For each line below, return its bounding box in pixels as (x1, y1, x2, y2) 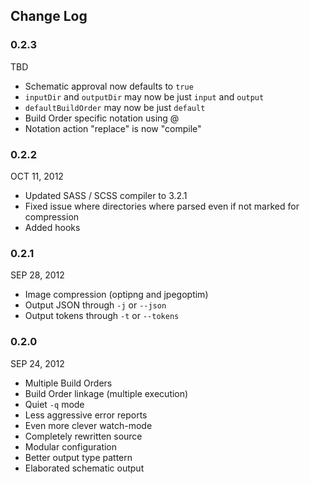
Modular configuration (24, 440, 118, 453)
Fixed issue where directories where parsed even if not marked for (24, 200, 300, 212)
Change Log (10, 8, 88, 25)
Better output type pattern (24, 451, 133, 463)
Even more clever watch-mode (24, 419, 153, 431)
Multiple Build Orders (24, 377, 113, 389)
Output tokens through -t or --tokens (24, 310, 180, 322)
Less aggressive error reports (24, 409, 148, 421)
